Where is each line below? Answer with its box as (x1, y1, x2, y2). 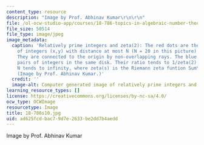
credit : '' (12, 76, 39, 82)
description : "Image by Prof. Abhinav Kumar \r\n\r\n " (6, 14, 146, 21)
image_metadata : (6, 37, 47, 43)
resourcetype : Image (6, 104, 59, 111)
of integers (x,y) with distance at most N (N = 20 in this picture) (17, 48, 197, 54)
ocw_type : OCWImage (6, 98, 56, 105)
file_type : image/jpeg (6, 31, 64, 37)
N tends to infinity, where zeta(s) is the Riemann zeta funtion (17, 65, 186, 71)
